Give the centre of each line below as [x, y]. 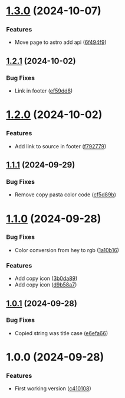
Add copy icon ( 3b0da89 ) [46, 278]
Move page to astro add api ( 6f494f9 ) [61, 42]
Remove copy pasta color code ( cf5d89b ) [65, 195]
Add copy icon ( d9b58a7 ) [46, 285]
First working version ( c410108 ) [53, 389]
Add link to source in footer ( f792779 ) [60, 146]
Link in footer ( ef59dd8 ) [44, 91]
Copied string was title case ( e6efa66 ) [61, 333]
